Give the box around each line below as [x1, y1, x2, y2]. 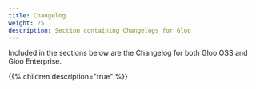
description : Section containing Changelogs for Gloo [8, 26, 192, 34]
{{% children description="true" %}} [8, 72, 128, 82]
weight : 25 [8, 19, 45, 27]
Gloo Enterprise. [8, 56, 62, 66]
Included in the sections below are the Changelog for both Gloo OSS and [8, 48, 248, 58]
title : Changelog [8, 11, 66, 20]
